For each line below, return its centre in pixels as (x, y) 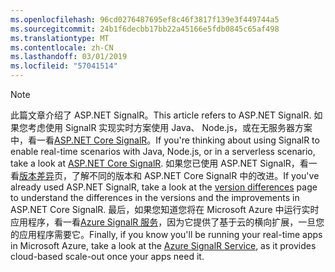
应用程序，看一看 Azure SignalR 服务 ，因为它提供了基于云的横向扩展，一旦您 (167, 222)
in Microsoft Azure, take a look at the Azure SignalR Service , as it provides (163, 245)
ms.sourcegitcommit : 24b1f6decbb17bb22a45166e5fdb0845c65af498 (145, 29)
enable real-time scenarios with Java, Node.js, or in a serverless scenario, (163, 151)
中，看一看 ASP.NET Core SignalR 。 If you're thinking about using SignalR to (165, 140)
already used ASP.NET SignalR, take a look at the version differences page (164, 187)
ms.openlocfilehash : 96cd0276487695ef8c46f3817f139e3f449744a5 (145, 19)
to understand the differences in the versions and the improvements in (155, 197)
